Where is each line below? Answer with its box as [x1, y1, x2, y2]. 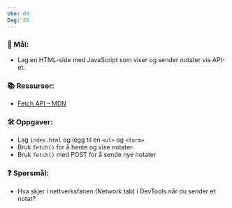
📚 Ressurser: [7, 81, 55, 91]
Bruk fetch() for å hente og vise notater [17, 143, 133, 151]
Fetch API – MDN [17, 99, 66, 108]
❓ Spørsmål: [7, 168, 49, 178]
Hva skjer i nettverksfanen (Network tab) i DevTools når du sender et [17, 186, 216, 195]
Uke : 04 [7, 10, 30, 17]
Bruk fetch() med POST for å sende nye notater [17, 151, 157, 159]
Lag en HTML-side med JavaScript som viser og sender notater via [17, 55, 211, 64]
